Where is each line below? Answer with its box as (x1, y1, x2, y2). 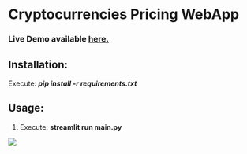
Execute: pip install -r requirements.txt (8, 79, 137, 88)
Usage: (8, 101, 45, 115)
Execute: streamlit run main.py (19, 122, 122, 131)
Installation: (8, 57, 69, 71)
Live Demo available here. (8, 34, 109, 45)
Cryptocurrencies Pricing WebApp (8, 5, 239, 24)
